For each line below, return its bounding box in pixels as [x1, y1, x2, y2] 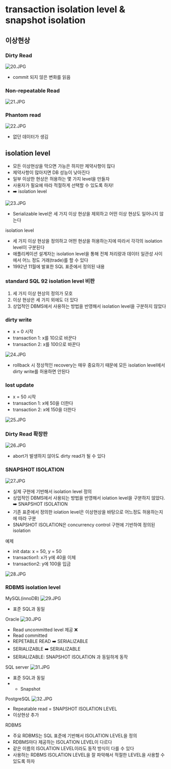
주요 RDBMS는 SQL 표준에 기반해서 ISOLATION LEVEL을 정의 [12, 733, 137, 739]
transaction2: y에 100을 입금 [12, 561, 71, 567]
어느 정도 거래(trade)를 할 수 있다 [22, 257, 88, 263]
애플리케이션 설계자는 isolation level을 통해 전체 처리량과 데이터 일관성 [12, 251, 153, 257]
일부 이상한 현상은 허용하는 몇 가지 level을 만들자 [12, 176, 110, 182]
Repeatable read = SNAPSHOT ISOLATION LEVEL [12, 706, 117, 712]
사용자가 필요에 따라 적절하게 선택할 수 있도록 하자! [12, 182, 114, 188]
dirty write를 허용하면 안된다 [12, 368, 70, 374]
